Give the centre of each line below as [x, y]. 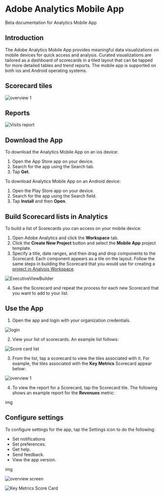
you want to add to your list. [40, 293]
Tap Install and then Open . [39, 201]
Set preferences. [29, 444]
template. [22, 248]
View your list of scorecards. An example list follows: [65, 339]
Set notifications [29, 439]
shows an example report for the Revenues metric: [63, 393]
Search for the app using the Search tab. [53, 167]
